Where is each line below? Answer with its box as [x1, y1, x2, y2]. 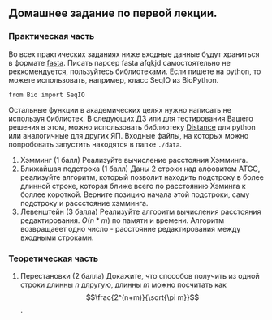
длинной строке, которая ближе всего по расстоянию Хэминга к [19, 181, 246, 190]
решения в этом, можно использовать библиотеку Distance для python [8, 122, 256, 132]
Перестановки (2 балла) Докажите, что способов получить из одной [19, 271, 260, 280]
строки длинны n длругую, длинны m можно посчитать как [19, 279, 227, 289]
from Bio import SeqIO [8, 91, 85, 99]
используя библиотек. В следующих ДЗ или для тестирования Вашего [8, 113, 253, 123]
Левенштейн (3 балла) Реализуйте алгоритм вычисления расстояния [19, 207, 261, 216]
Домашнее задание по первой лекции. [8, 6, 218, 20]
